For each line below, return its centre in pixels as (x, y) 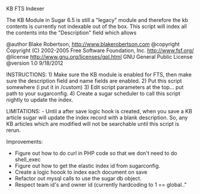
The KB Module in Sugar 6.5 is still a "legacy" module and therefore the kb (97, 20)
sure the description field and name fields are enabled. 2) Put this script (94, 81)
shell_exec (28, 159)
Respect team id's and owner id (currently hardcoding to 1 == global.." (101, 185)
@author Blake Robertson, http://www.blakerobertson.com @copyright (93, 44)
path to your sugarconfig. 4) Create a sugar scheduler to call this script (93, 93)
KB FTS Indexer (25, 9)
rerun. (14, 130)
